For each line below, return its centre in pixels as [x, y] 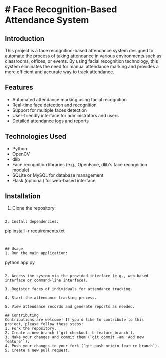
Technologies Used [36, 136]
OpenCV [21, 154]
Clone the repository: [34, 208]
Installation [23, 196]
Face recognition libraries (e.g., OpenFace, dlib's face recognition [80, 164]
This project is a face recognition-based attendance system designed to [79, 50]
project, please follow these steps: [44, 324]
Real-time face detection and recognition [54, 105]
